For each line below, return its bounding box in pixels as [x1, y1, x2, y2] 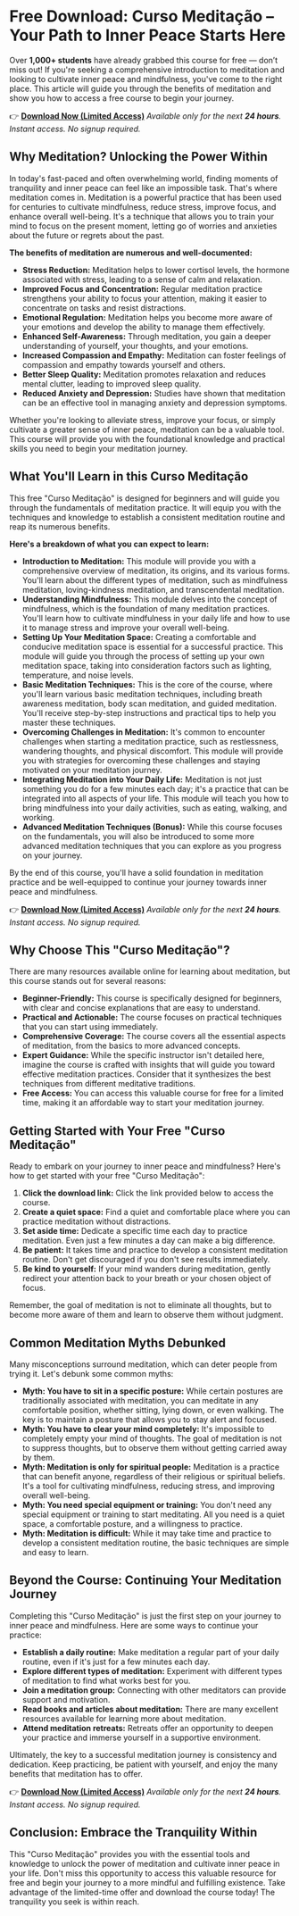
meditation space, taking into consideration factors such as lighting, [21, 660, 272, 671]
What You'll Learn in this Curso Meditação [9, 469, 249, 484]
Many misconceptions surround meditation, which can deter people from [9, 1359, 278, 1370]
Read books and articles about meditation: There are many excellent [21, 1704, 278, 1714]
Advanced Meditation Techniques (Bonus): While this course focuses [21, 821, 283, 832]
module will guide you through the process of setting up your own [21, 650, 265, 662]
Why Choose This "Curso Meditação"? [9, 942, 230, 957]
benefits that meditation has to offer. [9, 1768, 143, 1779]
